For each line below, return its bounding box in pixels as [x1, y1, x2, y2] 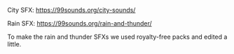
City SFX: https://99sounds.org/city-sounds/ [7, 6, 136, 14]
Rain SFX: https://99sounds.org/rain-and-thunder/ [7, 19, 152, 27]
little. [7, 40, 22, 48]
